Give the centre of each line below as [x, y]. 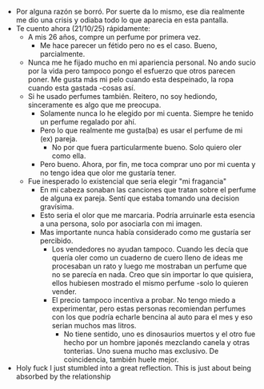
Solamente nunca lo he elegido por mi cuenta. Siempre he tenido [146, 113]
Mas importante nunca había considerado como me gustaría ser [146, 232]
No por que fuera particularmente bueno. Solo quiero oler [146, 147]
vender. [64, 292]
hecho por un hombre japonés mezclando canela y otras [157, 342]
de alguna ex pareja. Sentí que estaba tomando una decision [140, 198]
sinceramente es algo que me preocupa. [94, 105]
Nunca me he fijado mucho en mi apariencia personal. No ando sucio [142, 62]
